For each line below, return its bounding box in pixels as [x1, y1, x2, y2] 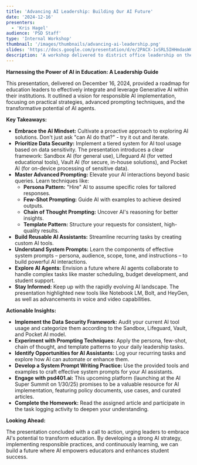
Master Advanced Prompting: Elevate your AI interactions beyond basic [14, 171, 190, 178]
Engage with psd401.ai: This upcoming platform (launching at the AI [14, 374, 181, 381]
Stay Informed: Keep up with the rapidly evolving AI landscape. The [14, 283, 179, 290]
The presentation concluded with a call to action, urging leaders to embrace [6, 428, 189, 435]
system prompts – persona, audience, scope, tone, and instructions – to [14, 252, 188, 259]
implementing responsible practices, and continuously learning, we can [6, 440, 179, 447]
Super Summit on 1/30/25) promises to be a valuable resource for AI [14, 381, 179, 388]
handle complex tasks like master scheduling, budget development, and [14, 270, 189, 277]
